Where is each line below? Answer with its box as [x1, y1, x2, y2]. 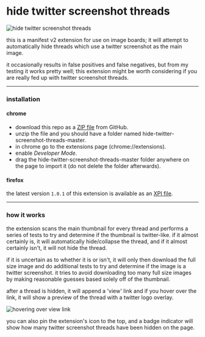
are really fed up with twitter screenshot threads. [6, 74, 129, 81]
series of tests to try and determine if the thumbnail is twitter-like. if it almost [6, 231, 198, 238]
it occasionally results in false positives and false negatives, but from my [6, 61, 189, 68]
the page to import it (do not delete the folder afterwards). [15, 163, 161, 170]
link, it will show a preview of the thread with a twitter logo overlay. [6, 294, 174, 301]
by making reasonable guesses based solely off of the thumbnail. [6, 275, 171, 283]
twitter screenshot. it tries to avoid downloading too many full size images [6, 269, 192, 276]
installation [6, 94, 41, 103]
